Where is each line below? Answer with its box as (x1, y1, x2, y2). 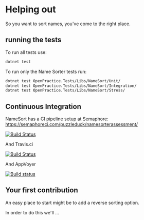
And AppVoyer (5, 161, 36, 168)
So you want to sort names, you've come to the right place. (5, 21, 131, 27)
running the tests (5, 35, 62, 44)
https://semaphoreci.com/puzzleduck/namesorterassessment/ (5, 121, 138, 127)
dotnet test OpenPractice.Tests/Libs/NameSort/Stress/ (5, 88, 125, 93)
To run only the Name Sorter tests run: (5, 68, 86, 75)
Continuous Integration (5, 102, 81, 111)
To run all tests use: (5, 49, 47, 55)
